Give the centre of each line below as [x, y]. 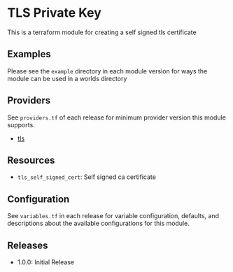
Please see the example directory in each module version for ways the [107, 71]
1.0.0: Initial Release [46, 262]
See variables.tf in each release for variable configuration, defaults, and [113, 216]
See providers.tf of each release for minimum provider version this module [116, 117]
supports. [21, 124]
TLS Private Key [54, 13]
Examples [29, 54]
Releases [28, 245]
